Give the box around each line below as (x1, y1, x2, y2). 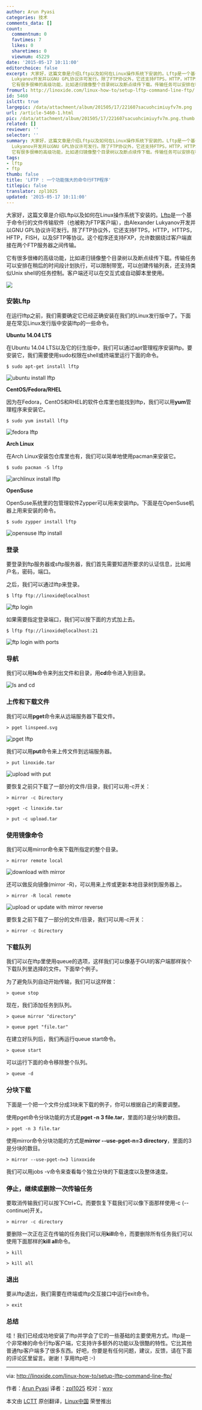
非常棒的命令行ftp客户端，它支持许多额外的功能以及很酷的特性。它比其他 (11, 1339, 192, 1347)
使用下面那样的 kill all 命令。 (6, 1238, 74, 1245)
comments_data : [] (6, 20, 52, 26)
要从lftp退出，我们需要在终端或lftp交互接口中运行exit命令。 (6, 1290, 152, 1297)
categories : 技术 (6, 14, 48, 21)
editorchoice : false (6, 65, 58, 71)
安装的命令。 (26, 507, 59, 514)
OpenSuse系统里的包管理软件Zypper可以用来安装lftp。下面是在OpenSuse (6, 499, 189, 507)
